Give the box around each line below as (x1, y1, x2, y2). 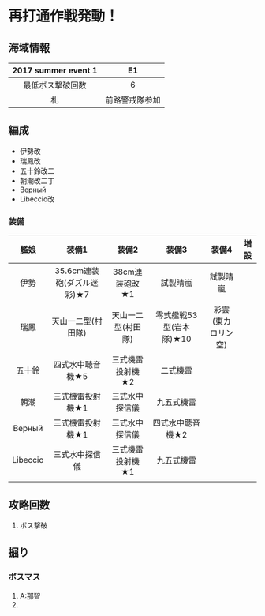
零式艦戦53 (155, 310, 198, 321)
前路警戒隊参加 (105, 95, 161, 105)
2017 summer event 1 (12, 65, 98, 76)
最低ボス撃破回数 (23, 80, 87, 91)
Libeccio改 (19, 194, 55, 204)
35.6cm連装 (54, 265, 100, 276)
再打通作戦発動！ (8, 7, 120, 25)
